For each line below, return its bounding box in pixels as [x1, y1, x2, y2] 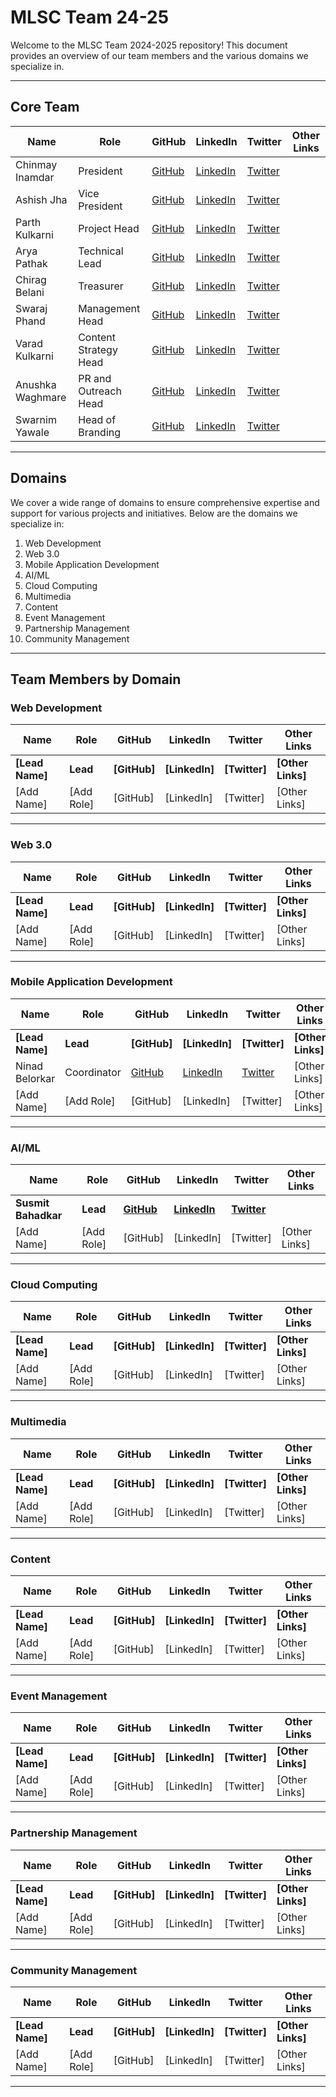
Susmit [15, 1196, 50, 1210]
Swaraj [15, 301, 48, 315]
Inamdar [15, 170, 55, 184]
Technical [78, 244, 124, 258]
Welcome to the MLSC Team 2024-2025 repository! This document [10, 39, 288, 51]
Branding [78, 425, 122, 439]
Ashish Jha [15, 192, 68, 206]
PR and [78, 371, 112, 385]
